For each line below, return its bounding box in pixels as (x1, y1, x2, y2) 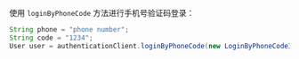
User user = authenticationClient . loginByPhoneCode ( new (9, 41, 221, 50)
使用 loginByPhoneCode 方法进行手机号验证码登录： (9, 8, 195, 18)
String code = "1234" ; (9, 33, 93, 42)
